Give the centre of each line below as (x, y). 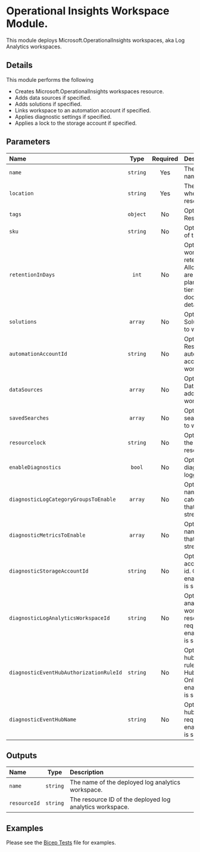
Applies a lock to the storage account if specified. (76, 123)
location (21, 193)
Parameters (28, 142)
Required (165, 158)
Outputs (22, 756)
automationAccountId (38, 354)
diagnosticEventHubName (43, 719)
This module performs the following (50, 79)
